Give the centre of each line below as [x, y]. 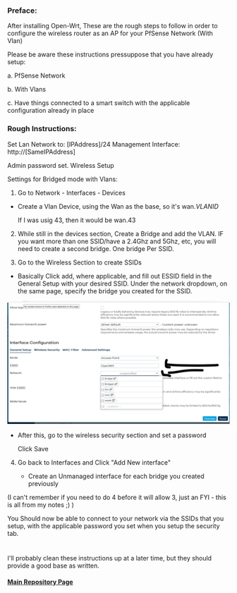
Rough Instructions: [42, 129]
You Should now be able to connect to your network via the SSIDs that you [116, 519]
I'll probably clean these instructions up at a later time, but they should [110, 558]
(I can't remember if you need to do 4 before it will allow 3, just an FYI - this [117, 497]
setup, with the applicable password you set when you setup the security [114, 526]
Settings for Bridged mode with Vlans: [62, 179]
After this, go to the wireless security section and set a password [112, 435]
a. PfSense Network [36, 75]
